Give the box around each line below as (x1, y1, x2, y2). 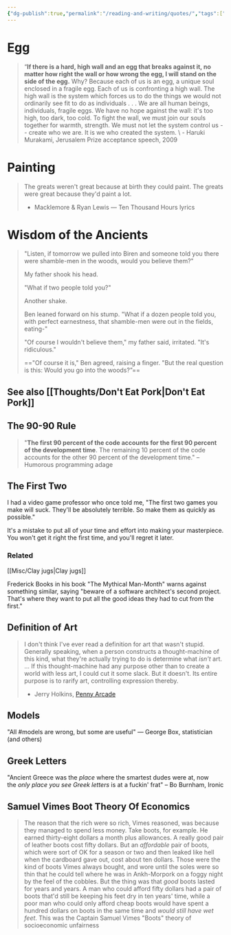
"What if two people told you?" (23, 283, 111, 292)
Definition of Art (7, 621, 78, 633)
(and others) (7, 735, 43, 743)
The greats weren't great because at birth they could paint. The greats (23, 182, 223, 190)
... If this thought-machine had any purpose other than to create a (23, 661, 210, 670)
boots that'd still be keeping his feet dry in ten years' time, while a (23, 892, 211, 900)
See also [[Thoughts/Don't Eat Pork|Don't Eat (7, 386, 206, 397)
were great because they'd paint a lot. (23, 190, 132, 198)
